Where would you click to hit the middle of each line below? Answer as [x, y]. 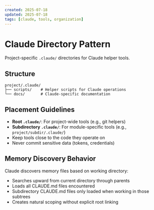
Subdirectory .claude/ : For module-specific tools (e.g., [69, 127]
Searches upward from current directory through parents [71, 180]
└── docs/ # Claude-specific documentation [58, 94]
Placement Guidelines [40, 109]
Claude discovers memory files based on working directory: [66, 171]
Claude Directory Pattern [58, 44]
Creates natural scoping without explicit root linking [65, 202]
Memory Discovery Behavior [50, 159]
